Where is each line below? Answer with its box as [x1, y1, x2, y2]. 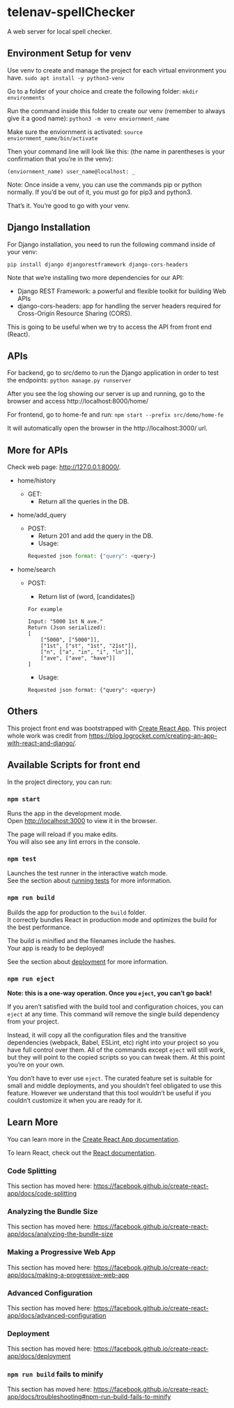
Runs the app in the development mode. [7, 809, 122, 817]
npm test [7, 854, 37, 863]
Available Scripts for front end [7, 759, 141, 771]
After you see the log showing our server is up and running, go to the [7, 390, 205, 398]
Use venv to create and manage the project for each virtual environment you [7, 66, 226, 74]
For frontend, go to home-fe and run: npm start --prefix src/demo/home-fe [7, 410, 224, 419]
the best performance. [7, 923, 72, 931]
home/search [17, 565, 56, 574]
